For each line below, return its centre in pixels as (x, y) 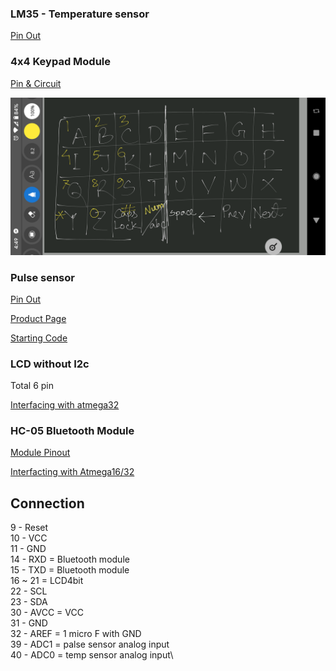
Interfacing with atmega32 (65, 405)
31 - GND (29, 623)
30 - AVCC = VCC (47, 613)
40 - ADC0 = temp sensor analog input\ (92, 655)
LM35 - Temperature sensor (80, 14)
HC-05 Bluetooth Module (72, 431)
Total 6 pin (32, 386)
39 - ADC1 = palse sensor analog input (90, 644)
